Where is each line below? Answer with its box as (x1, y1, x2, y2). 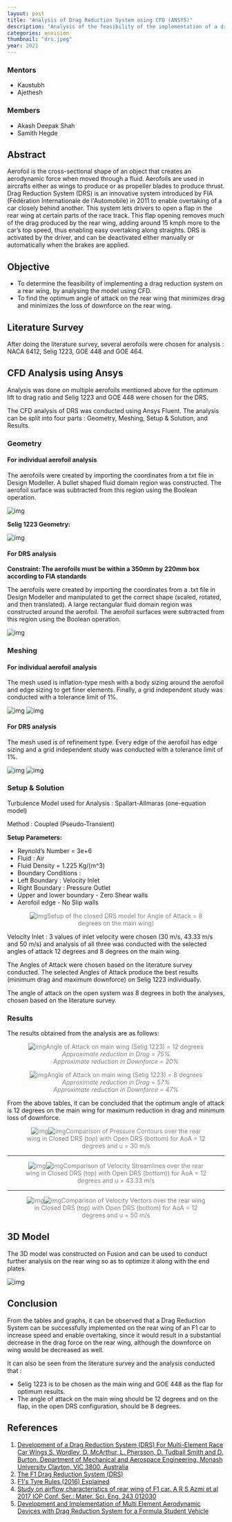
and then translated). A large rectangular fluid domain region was (7, 600, 193, 609)
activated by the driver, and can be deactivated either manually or (7, 234, 195, 242)
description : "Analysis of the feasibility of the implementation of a (7, 23, 217, 30)
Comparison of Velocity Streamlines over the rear (63, 1162, 204, 1170)
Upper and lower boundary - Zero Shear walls (17, 891, 148, 899)
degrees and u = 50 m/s (81, 1211, 151, 1220)
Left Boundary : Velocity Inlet (17, 876, 100, 884)
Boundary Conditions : (17, 868, 81, 877)
